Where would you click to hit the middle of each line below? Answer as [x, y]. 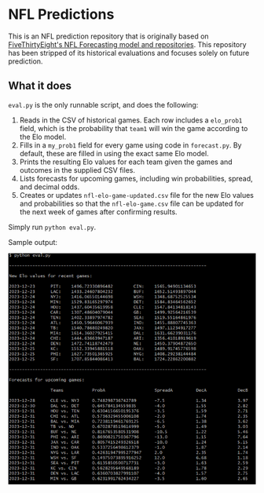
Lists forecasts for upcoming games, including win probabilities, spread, [136, 178]
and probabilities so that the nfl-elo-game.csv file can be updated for [132, 203]
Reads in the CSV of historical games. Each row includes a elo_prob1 [131, 120]
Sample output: [33, 242]
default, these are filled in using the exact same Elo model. [114, 153]
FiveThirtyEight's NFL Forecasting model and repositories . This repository [127, 44]
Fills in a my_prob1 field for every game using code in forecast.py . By [130, 145]
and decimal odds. [49, 187]
